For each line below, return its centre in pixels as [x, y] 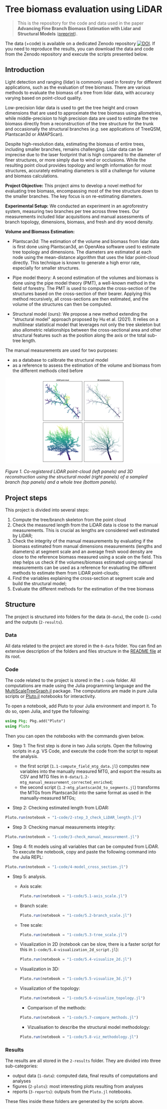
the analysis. [25, 756]
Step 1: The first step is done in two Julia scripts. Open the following [82, 746]
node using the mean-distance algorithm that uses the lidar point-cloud [86, 257]
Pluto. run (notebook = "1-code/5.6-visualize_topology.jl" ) [83, 998]
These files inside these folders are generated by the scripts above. [75, 1101]
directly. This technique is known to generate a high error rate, [77, 262]
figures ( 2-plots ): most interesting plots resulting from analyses [78, 1086]
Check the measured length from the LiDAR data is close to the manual [85, 525]
